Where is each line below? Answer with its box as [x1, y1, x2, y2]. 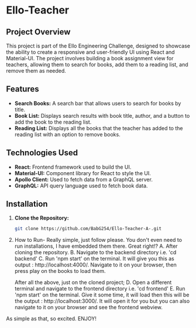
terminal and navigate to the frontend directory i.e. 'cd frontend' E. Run [14, 285, 185, 292]
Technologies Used [6, 148, 78, 158]
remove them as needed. [6, 67, 66, 74]
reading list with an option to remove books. [14, 131, 121, 138]
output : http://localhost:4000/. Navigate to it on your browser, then [14, 261, 177, 268]
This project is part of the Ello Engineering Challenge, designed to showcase [6, 42, 190, 49]
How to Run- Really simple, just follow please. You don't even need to [14, 237, 183, 244]
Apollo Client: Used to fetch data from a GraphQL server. [14, 176, 153, 183]
